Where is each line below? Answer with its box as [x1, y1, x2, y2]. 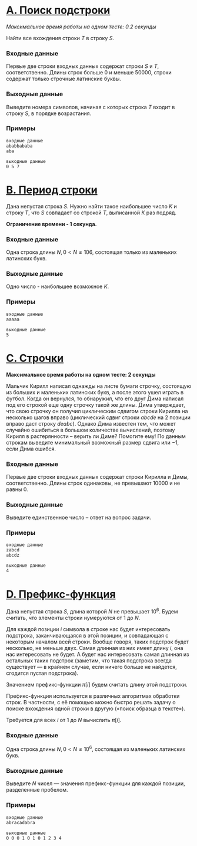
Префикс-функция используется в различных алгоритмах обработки [6, 693, 180, 700]
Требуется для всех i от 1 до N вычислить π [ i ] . [6, 717, 122, 724]
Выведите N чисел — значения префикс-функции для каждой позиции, [6, 780, 185, 787]
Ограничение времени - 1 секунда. [6, 220, 97, 227]
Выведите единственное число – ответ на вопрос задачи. [6, 514, 152, 521]
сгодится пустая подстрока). [6, 669, 79, 677]
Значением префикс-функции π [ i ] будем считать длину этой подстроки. [6, 681, 188, 688]
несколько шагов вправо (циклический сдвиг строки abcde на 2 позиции [6, 414, 191, 421]
